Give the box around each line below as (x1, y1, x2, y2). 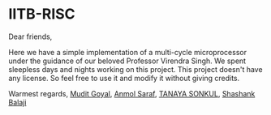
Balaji (8, 97, 27, 107)
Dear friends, (8, 32, 53, 41)
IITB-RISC (8, 5, 75, 23)
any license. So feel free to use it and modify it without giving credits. (8, 73, 240, 83)
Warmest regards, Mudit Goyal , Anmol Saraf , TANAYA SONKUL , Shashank (8, 88, 256, 98)
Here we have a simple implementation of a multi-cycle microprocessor (8, 47, 247, 57)
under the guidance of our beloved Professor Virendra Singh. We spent (8, 56, 246, 66)
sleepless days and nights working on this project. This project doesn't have (8, 64, 263, 74)
